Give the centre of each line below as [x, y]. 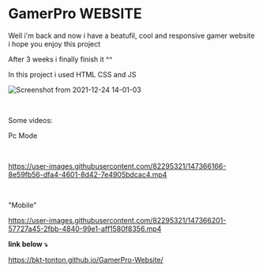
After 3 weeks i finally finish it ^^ [60, 59]
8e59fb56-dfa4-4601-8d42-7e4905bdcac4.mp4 [88, 174]
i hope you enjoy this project [54, 43]
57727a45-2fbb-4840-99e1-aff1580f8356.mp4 [85, 229]
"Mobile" [23, 205]
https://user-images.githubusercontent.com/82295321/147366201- [117, 220]
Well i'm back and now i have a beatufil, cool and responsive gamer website [131, 35]
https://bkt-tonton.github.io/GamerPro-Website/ [86, 259]
